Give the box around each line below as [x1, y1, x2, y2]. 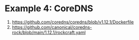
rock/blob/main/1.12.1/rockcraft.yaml [11, 29, 86, 35]
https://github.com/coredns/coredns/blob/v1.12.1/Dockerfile [11, 19, 134, 25]
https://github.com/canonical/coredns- [11, 24, 92, 30]
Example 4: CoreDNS [4, 3, 93, 14]
